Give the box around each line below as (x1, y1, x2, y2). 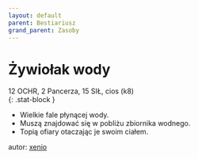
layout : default (8, 11, 62, 20)
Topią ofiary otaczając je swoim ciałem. (19, 127, 149, 137)
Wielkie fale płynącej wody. (19, 110, 109, 119)
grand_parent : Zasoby (8, 26, 80, 34)
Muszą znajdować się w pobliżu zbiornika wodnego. (19, 119, 191, 128)
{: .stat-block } (8, 95, 55, 104)
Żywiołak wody (8, 60, 111, 78)
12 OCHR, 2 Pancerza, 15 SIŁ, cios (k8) (8, 86, 135, 96)
